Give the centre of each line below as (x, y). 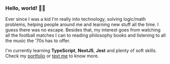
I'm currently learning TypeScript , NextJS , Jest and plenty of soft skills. (81, 51)
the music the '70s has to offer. (38, 41)
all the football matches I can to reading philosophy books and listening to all (86, 36)
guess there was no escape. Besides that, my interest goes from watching (83, 30)
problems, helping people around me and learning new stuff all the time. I (82, 24)
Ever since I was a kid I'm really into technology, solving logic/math (76, 19)
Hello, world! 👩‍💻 (25, 8)
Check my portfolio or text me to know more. (52, 56)
